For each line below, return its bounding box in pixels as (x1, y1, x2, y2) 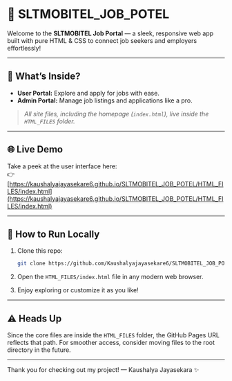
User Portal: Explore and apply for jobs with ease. (17, 89, 160, 97)
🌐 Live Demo (7, 143, 64, 155)
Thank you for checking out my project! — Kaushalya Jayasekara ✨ (7, 366, 200, 374)
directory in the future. (7, 346, 71, 354)
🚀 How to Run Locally (7, 228, 100, 240)
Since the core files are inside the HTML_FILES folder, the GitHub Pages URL (7, 331, 220, 339)
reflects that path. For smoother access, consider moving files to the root (7, 339, 215, 347)
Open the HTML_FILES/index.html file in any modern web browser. (17, 273, 204, 281)
